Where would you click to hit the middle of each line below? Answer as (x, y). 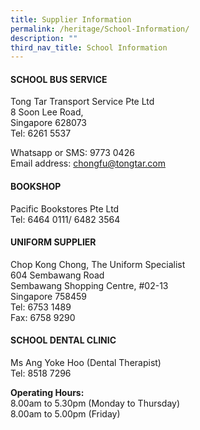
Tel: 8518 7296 (41, 373)
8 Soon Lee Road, (47, 112)
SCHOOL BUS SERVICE (59, 79)
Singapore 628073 (48, 123)
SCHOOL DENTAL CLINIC (63, 340)
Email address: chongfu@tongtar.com (88, 163)
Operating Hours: (47, 393)
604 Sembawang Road (57, 275)
